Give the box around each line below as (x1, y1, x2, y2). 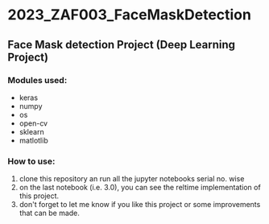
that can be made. (19, 208, 80, 218)
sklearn (19, 127, 45, 136)
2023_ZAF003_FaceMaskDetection (7, 6, 251, 24)
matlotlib (19, 135, 49, 145)
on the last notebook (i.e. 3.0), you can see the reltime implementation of (19, 183, 261, 193)
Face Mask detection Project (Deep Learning (7, 38, 235, 52)
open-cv (19, 118, 48, 128)
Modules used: (7, 74, 68, 85)
